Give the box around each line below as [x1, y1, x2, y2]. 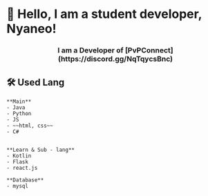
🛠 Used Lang [6, 76, 65, 88]
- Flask [6, 158, 29, 165]
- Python [6, 110, 32, 117]
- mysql [6, 182, 29, 189]
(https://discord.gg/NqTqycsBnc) [57, 55, 173, 64]
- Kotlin [6, 152, 32, 159]
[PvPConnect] [124, 46, 173, 55]
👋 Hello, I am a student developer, [6, 6, 202, 22]
